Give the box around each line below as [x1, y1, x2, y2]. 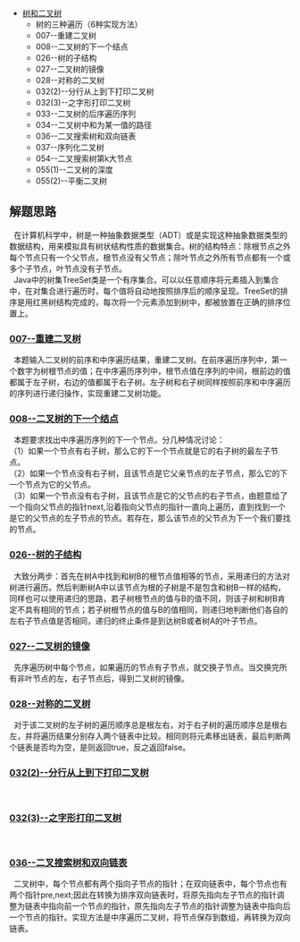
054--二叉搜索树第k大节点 [35, 153, 133, 164]
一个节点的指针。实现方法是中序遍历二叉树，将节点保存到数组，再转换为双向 [9, 912, 291, 923]
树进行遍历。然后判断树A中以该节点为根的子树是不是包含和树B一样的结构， [9, 581, 286, 592]
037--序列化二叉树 [35, 142, 104, 152]
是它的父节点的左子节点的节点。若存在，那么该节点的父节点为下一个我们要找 [9, 513, 291, 523]
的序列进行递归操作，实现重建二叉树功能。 [9, 388, 166, 399]
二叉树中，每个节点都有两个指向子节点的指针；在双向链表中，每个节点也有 [12, 878, 287, 889]
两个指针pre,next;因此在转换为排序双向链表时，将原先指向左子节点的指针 [9, 889, 277, 901]
